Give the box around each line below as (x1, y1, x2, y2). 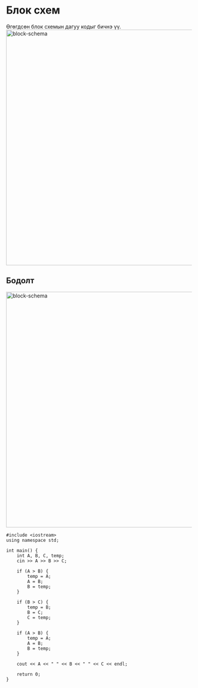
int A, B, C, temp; (16, 553, 65, 558)
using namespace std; (6, 537, 60, 543)
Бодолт (6, 276, 35, 286)
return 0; (16, 671, 41, 677)
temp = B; (27, 604, 51, 610)
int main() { (6, 547, 38, 554)
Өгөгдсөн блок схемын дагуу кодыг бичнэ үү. (6, 23, 121, 30)
